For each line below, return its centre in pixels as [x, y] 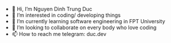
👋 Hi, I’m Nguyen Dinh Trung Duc [52, 9]
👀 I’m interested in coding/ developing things [66, 15]
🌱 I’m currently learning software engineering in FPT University [88, 21]
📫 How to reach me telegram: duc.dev [59, 34]
